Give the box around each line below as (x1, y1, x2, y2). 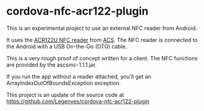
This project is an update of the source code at (6, 91, 124, 98)
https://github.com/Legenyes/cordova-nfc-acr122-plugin (6, 98, 150, 105)
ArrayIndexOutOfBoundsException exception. (6, 79, 121, 87)
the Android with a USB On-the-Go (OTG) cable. (6, 43, 128, 50)
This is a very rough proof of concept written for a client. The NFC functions (6, 54, 198, 62)
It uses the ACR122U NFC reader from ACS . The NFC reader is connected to (6, 36, 198, 43)
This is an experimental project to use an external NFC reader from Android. (6, 24, 197, 32)
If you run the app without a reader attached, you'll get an (6, 73, 151, 80)
